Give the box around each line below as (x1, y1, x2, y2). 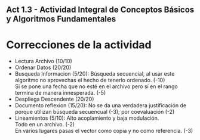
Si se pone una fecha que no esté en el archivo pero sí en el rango (14, 83, 178, 90)
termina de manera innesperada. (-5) (14, 89, 106, 97)
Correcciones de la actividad (6, 38, 152, 51)
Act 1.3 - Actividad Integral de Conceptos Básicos (6, 5, 195, 15)
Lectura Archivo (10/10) (14, 58, 73, 65)
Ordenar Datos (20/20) (14, 64, 72, 71)
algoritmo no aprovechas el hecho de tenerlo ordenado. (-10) (14, 77, 165, 84)
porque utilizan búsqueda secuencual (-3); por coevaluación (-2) (14, 108, 175, 116)
